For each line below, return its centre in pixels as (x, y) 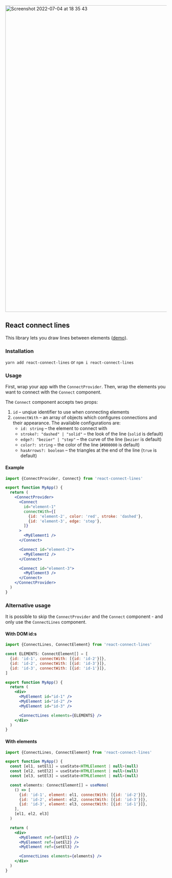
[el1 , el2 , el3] (32, 814)
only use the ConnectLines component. (46, 622)
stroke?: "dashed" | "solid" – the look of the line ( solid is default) (92, 434)
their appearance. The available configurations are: (67, 423)
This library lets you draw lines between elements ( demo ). (67, 338)
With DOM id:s (21, 633)
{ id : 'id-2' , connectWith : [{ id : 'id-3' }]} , (58, 663)
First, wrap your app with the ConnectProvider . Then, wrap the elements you (85, 387)
